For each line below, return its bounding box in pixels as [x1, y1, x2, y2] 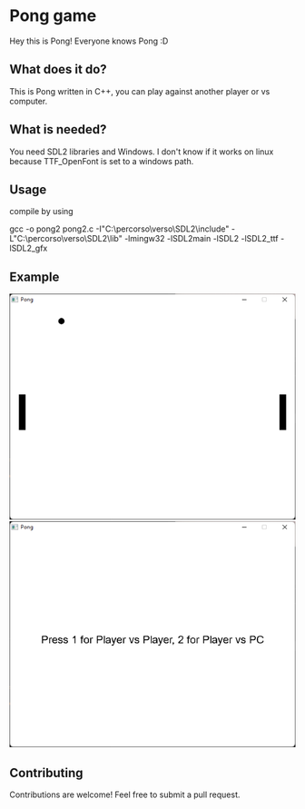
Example [9, 269, 60, 284]
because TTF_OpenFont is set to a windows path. [9, 155, 194, 166]
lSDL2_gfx [9, 242, 48, 254]
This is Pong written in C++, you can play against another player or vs [9, 85, 271, 96]
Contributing [9, 765, 84, 781]
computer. [9, 95, 48, 106]
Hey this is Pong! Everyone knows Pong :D [9, 35, 169, 46]
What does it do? [9, 62, 107, 77]
